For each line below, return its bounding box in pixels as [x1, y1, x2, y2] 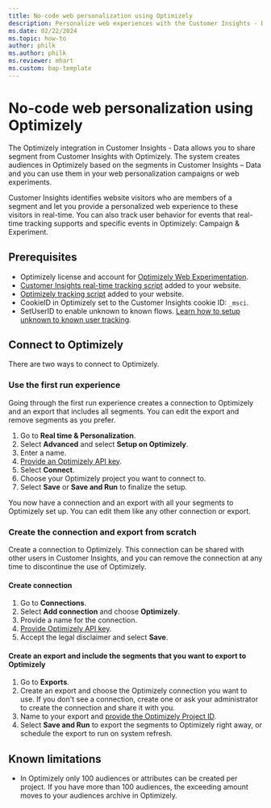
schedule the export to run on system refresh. [19, 729, 173, 739]
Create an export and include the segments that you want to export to [8, 651, 247, 660]
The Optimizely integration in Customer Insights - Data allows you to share [8, 143, 256, 152]
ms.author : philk [8, 49, 67, 57]
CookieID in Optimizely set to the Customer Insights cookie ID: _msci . [19, 298, 249, 307]
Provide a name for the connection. [19, 615, 138, 625]
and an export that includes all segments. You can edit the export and [8, 406, 240, 416]
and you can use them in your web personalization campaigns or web [8, 169, 240, 178]
